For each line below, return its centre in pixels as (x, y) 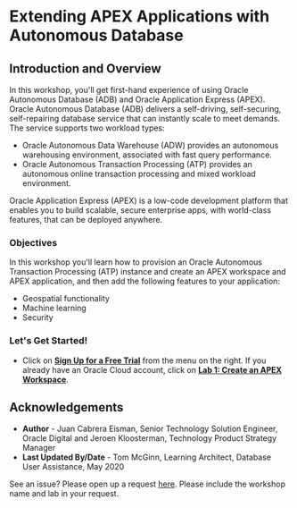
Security (37, 317)
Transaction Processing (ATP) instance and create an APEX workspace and (148, 272)
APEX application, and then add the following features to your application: (145, 281)
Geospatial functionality (66, 299)
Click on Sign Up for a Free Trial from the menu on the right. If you (144, 360)
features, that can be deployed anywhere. (86, 220)
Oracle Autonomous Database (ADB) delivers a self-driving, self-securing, (145, 109)
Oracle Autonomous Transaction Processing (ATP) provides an (137, 164)
